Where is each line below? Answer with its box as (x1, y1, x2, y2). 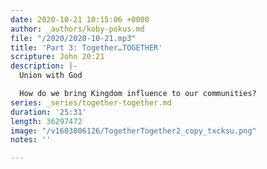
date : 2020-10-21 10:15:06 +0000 (10, 14, 150, 25)
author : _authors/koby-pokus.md (10, 24, 145, 34)
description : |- (10, 61, 78, 71)
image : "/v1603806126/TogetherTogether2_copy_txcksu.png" (10, 126, 257, 136)
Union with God (19, 71, 83, 81)
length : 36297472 (10, 116, 83, 126)
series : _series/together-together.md (10, 97, 172, 108)
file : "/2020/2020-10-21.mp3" (10, 33, 137, 43)
